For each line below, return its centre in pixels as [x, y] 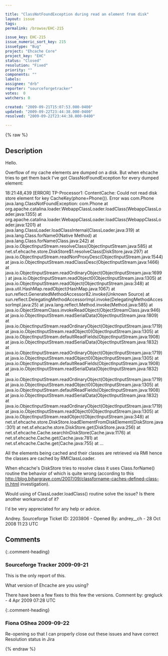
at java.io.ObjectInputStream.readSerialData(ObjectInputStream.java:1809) [82, 315]
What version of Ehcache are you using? [47, 585]
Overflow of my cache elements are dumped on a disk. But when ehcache [82, 172]
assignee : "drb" [22, 84]
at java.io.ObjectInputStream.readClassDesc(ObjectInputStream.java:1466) [82, 262]
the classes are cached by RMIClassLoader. [50, 458]
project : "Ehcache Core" [31, 51]
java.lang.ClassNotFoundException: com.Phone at [57, 203]
